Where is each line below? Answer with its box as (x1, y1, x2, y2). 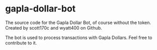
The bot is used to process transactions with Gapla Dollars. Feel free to (5, 34, 152, 40)
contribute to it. (5, 39, 37, 45)
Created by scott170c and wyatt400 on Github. (5, 24, 102, 30)
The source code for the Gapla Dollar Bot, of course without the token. (5, 19, 151, 25)
